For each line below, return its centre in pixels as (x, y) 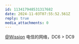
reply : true (17, 18)
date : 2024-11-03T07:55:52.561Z (38, 14)
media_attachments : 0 (27, 23)
